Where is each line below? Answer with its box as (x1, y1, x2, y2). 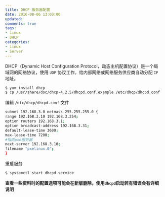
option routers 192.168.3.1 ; (5, 119, 65, 124)
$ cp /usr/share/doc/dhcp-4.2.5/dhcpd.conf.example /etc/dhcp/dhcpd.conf (5, 90, 161, 95)
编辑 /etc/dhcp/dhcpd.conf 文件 (5, 100, 70, 106)
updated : (5, 16, 23, 21)
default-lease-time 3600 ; (5, 128, 58, 133)
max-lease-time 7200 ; (5, 132, 50, 137)
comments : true (5, 21, 37, 26)
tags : (5, 26, 16, 31)
